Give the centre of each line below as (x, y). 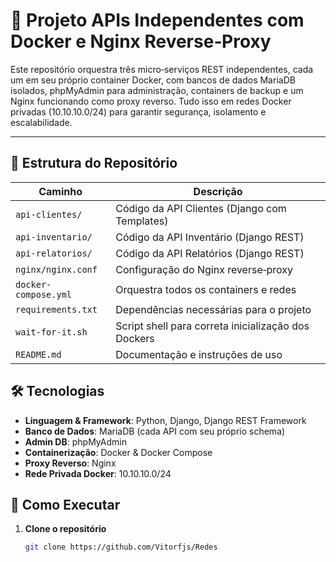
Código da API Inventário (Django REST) (210, 237)
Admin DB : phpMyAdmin (75, 441)
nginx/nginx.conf (56, 269)
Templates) (142, 221)
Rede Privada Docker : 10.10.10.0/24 (98, 473)
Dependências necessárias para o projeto (213, 309)
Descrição (218, 191)
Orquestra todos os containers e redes (206, 289)
